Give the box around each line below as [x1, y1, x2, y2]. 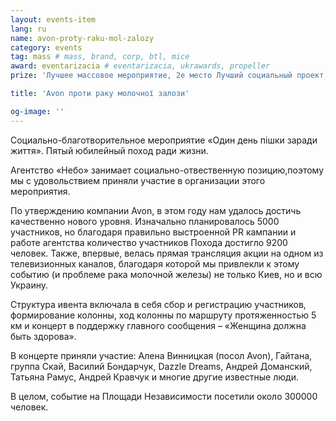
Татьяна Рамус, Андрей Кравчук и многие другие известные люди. [10, 371, 299, 383]
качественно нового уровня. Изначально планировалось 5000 [10, 215, 280, 227]
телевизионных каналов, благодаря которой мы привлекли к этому [10, 257, 300, 270]
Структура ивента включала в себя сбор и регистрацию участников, [10, 298, 307, 310]
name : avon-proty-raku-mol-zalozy [10, 33, 155, 43]
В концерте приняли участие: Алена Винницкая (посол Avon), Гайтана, [10, 349, 313, 361]
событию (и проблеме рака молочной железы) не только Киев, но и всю [10, 268, 323, 280]
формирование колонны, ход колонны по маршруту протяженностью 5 [10, 309, 317, 321]
